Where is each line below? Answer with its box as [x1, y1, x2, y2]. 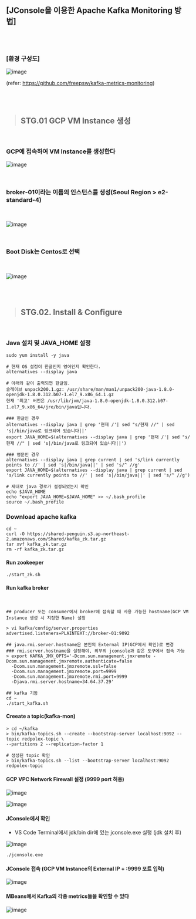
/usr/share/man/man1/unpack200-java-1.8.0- [66, 386, 175, 392]
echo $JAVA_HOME [6, 489, 46, 495]
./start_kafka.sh [6, 700, 49, 706]
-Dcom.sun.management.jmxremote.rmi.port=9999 [11, 674, 127, 680]
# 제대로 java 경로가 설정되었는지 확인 [6, 484, 89, 489]
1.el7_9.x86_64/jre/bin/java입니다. [6, 404, 92, 410]
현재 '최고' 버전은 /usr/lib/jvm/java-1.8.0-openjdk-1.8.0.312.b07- [6, 398, 168, 404]
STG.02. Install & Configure [20, 308, 123, 317]
